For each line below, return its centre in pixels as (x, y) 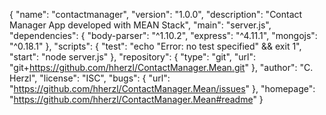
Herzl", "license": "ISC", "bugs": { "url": (90, 78)
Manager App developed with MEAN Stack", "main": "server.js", (140, 25)
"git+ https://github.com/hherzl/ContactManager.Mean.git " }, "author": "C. (161, 67)
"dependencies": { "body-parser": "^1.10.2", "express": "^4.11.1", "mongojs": (163, 35)
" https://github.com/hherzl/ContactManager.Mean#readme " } (136, 99)
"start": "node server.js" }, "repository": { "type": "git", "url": (133, 57)
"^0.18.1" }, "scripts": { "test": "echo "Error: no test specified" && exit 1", (155, 46)
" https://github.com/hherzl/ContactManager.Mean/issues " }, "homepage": (162, 88)
